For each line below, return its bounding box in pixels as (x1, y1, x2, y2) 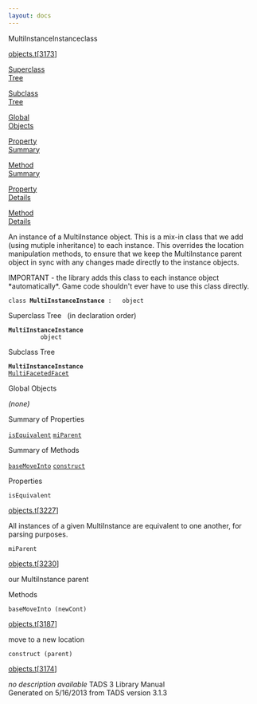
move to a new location (8, 635, 85, 644)
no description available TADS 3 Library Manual (8, 679, 165, 689)
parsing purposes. (8, 529, 68, 539)
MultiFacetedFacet (8, 369, 69, 377)
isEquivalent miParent (8, 431, 82, 439)
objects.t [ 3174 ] (8, 663, 57, 674)
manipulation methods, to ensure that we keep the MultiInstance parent (8, 249, 243, 258)
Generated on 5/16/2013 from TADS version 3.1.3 (8, 687, 168, 698)
